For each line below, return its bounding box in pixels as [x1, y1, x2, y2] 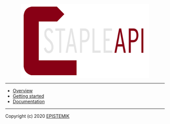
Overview [12, 88, 33, 94]
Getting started [12, 93, 45, 99]
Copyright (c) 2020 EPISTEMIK [5, 113, 70, 119]
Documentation [12, 99, 45, 105]
